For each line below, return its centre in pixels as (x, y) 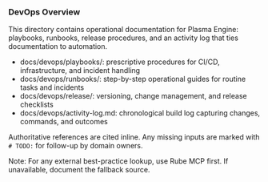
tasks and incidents (52, 87)
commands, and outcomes (64, 122)
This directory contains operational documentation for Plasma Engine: (123, 30)
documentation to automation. (58, 47)
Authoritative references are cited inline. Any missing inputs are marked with (134, 137)
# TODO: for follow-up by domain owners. (76, 146)
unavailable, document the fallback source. (79, 170)
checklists (36, 105)
